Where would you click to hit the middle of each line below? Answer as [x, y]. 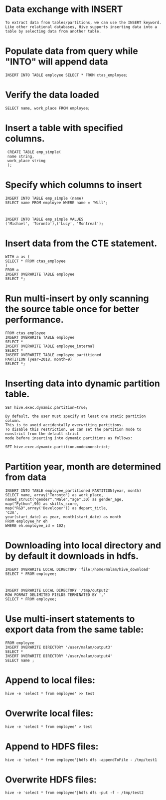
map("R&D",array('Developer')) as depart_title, [57, 508]
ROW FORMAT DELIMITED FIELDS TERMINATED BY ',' [56, 595]
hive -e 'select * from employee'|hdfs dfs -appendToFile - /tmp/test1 [81, 760]
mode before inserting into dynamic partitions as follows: [69, 438]
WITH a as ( [17, 257]
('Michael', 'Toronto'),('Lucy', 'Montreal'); [54, 224]
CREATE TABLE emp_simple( [34, 152]
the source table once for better [72, 309]
